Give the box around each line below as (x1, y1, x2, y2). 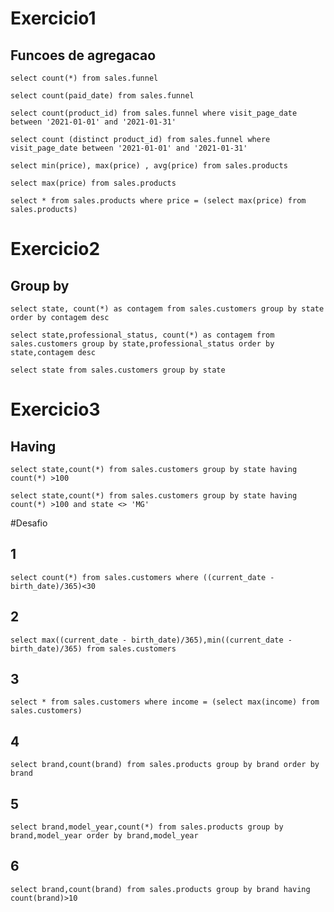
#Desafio (10, 517, 48, 529)
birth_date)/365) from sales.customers (10, 643, 177, 654)
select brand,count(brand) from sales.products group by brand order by (10, 760, 320, 770)
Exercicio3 (10, 398, 101, 421)
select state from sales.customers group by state (10, 365, 226, 375)
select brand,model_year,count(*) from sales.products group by (10, 822, 284, 832)
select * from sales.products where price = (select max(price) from (10, 196, 307, 206)
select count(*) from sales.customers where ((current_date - (10, 572, 275, 582)
